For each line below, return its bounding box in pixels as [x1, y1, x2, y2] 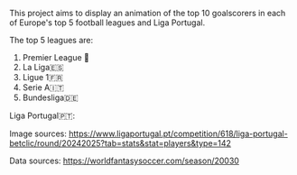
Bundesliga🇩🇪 [22, 92, 79, 103]
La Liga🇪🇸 [22, 62, 65, 72]
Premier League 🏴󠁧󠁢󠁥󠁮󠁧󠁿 [22, 52, 90, 62]
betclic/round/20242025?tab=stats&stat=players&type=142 [9, 138, 232, 148]
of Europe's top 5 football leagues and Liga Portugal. [9, 17, 206, 28]
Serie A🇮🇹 [22, 82, 65, 93]
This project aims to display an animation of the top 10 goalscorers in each [9, 8, 286, 18]
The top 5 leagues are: [9, 35, 94, 45]
